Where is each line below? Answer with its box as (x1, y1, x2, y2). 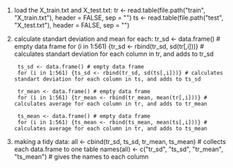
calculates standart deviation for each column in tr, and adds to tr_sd (13, 49, 214, 58)
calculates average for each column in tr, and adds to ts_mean (13, 125, 208, 132)
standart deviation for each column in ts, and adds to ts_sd (13, 76, 201, 83)
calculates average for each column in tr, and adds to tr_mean (13, 100, 208, 107)
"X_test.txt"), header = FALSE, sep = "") (13, 21, 130, 29)
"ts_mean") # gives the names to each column (13, 152, 149, 161)
